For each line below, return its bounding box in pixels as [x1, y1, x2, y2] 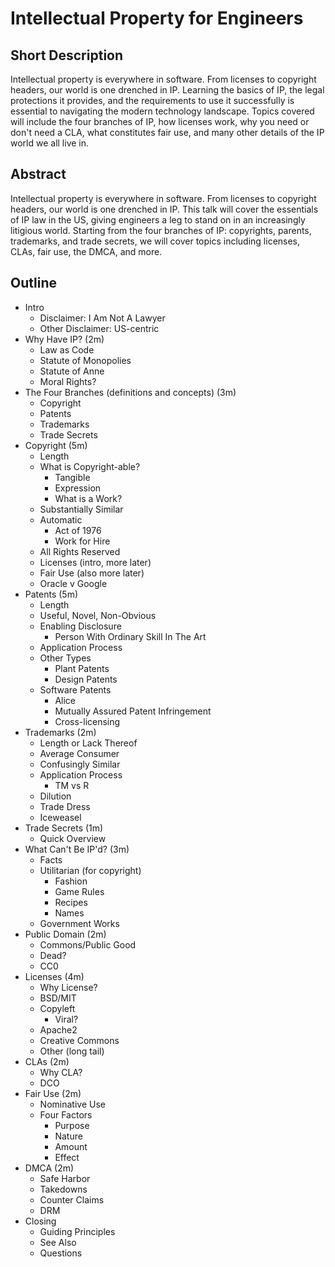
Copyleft [39, 1002, 76, 1014]
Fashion [54, 875, 88, 887]
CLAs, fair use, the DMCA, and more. [10, 245, 163, 257]
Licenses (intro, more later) [39, 556, 152, 568]
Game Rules [54, 885, 105, 897]
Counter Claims [39, 1193, 105, 1206]
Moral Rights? [39, 375, 97, 387]
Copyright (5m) [24, 439, 88, 451]
